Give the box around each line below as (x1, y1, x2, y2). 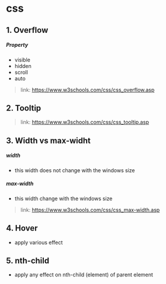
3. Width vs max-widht (6, 135, 91, 145)
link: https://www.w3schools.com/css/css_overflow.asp (20, 86, 155, 93)
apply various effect (14, 239, 63, 246)
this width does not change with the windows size (14, 166, 136, 174)
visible (14, 56, 30, 63)
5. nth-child (6, 255, 50, 265)
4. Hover (6, 223, 38, 233)
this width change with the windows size (14, 195, 113, 202)
